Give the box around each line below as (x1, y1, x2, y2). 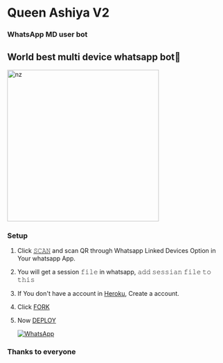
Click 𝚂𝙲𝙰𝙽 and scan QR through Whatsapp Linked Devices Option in (17, 247, 216, 255)
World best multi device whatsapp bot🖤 (7, 51, 181, 63)
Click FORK (17, 303, 50, 311)
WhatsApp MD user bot (7, 30, 88, 39)
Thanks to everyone (7, 347, 76, 357)
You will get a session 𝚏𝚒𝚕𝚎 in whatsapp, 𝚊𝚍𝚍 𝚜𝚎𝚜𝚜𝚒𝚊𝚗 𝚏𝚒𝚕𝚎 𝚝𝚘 (17, 268, 211, 276)
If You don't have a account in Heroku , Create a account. (17, 290, 180, 298)
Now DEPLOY (17, 317, 57, 325)
